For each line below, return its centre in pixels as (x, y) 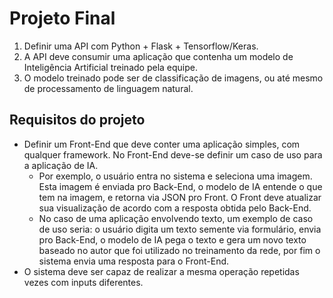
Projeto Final (62, 18)
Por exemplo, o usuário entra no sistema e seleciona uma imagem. (175, 176)
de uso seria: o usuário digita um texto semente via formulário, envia (180, 229)
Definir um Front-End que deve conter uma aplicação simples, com (162, 144)
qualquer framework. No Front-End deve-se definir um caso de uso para (173, 154)
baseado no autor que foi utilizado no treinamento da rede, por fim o (179, 250)
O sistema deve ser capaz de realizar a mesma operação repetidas (161, 271)
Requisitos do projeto (77, 120)
